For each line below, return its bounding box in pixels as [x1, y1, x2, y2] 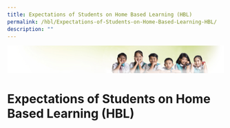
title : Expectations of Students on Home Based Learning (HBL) [7, 11, 193, 18]
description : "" [7, 25, 54, 32]
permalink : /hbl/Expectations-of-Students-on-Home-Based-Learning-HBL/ [7, 18, 217, 25]
